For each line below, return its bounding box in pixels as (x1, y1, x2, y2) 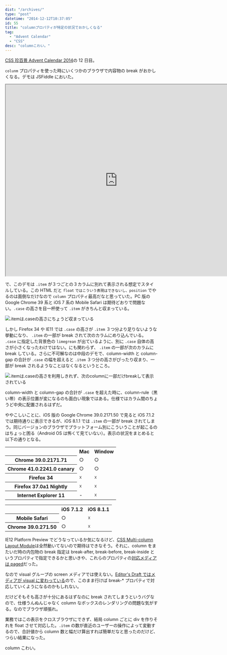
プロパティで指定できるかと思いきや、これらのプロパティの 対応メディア (13, 555, 157, 561)
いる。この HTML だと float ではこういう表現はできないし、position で (17, 287, 152, 293)
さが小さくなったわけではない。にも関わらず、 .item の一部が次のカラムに (5, 344, 154, 350)
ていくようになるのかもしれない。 (13, 583, 81, 589)
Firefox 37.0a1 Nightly (14, 483, 68, 490)
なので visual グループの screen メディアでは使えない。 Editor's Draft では (5, 571, 151, 577)
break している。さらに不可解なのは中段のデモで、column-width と (5, 350, 140, 356)
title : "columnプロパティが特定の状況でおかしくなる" (5, 25, 103, 30)
